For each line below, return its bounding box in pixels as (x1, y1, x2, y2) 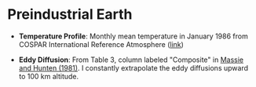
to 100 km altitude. (18, 71, 79, 81)
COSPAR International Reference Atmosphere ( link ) (18, 39, 184, 49)
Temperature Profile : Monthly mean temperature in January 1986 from (18, 31, 248, 41)
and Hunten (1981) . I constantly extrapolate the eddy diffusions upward (18, 63, 249, 72)
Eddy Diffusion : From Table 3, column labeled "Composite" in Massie (18, 55, 244, 64)
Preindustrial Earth (7, 5, 133, 24)
